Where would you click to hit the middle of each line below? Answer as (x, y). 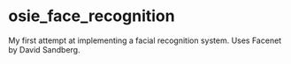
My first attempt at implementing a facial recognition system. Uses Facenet (145, 40)
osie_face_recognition (92, 16)
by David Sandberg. (44, 49)
